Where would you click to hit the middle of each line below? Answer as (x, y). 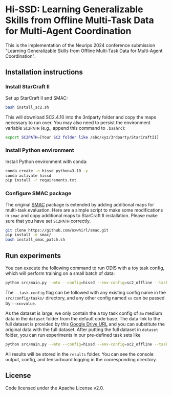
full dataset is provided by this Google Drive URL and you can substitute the (85, 324)
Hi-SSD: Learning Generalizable (74, 9)
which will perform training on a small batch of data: (60, 273)
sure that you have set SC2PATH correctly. (48, 221)
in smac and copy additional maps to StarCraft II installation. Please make (81, 215)
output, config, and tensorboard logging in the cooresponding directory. (81, 359)
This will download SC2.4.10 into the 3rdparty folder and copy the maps (81, 117)
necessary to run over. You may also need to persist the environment (78, 122)
